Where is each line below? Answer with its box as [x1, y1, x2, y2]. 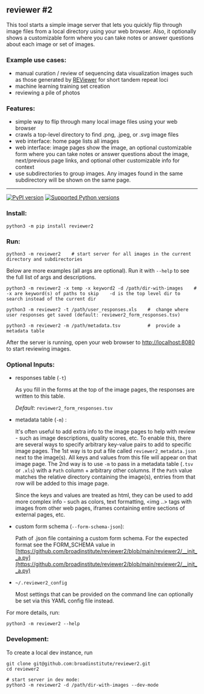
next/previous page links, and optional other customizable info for [15, 157, 180, 164]
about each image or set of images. [6, 40, 95, 48]
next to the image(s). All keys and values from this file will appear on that [15, 454, 197, 461]
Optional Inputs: [6, 360, 55, 368]
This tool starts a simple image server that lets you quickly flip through [6, 21, 182, 28]
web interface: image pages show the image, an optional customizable [15, 144, 192, 151]
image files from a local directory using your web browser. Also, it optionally [6, 27, 196, 35]
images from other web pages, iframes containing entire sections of [15, 504, 185, 512]
